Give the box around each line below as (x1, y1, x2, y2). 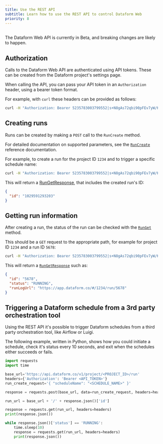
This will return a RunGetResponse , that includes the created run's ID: (5, 179, 145, 185)
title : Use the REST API (5, 7, 55, 12)
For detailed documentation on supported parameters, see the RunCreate (5, 141, 150, 147)
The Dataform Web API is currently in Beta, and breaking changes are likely (5, 35, 156, 40)
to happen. (5, 40, 27, 46)
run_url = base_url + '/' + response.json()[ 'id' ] (5, 398, 110, 404)
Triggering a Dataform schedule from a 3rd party (5, 303, 155, 312)
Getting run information (5, 212, 78, 220)
